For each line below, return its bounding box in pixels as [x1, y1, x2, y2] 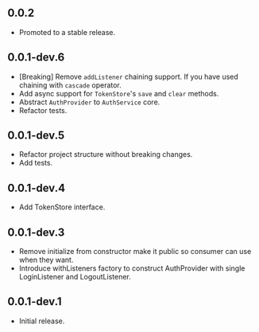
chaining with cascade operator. [18, 80, 122, 90]
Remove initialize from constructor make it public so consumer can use [18, 247, 252, 256]
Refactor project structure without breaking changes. [18, 150, 193, 159]
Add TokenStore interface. [18, 202, 106, 212]
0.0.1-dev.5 [7, 129, 65, 143]
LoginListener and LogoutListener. [18, 272, 132, 282]
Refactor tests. [18, 105, 68, 115]
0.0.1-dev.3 [7, 225, 65, 239]
